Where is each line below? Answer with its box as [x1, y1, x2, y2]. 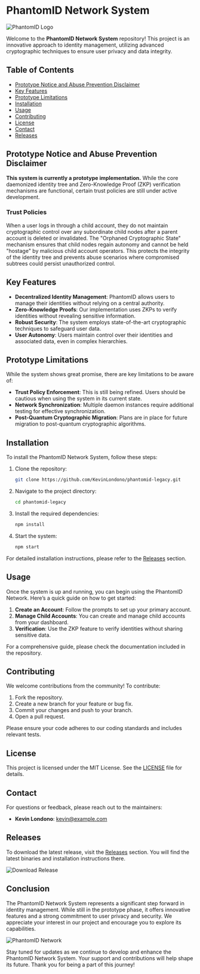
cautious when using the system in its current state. [14, 395, 142, 402]
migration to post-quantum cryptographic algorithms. [14, 420, 146, 428]
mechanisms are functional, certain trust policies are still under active [6, 187, 177, 194]
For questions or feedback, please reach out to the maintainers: [6, 804, 162, 811]
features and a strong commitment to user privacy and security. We [6, 912, 173, 920]
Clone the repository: [14, 465, 67, 472]
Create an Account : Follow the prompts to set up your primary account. [14, 606, 192, 613]
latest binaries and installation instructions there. [6, 854, 125, 862]
